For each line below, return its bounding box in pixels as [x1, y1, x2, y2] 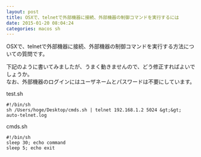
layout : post [6, 8, 39, 15]
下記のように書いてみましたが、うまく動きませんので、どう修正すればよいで [6, 63, 196, 70]
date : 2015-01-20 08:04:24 [6, 20, 74, 26]
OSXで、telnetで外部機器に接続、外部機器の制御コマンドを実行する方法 [6, 43, 184, 50]
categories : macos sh [6, 25, 61, 32]
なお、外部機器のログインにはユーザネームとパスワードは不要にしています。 [6, 78, 196, 85]
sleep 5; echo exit [6, 145, 55, 151]
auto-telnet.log [6, 112, 47, 119]
